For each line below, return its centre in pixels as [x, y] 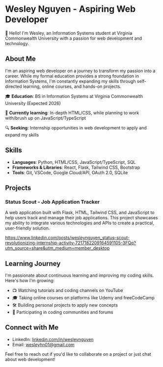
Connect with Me [32, 328]
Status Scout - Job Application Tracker [52, 202]
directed [14, 86]
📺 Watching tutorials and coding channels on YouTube [68, 290]
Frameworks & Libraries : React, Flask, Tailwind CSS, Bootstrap [76, 167]
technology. [17, 43]
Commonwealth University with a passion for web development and [74, 38]
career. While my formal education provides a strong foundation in [72, 76]
